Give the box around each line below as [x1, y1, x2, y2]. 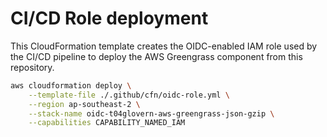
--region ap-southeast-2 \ [28, 99, 141, 109]
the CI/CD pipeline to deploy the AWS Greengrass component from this [10, 50, 303, 62]
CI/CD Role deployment [10, 7, 209, 30]
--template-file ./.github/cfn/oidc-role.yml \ [28, 90, 230, 100]
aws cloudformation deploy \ [10, 80, 132, 91]
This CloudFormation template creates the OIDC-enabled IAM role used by [10, 40, 318, 52]
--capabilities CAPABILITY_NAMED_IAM [28, 118, 186, 128]
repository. [10, 61, 55, 73]
